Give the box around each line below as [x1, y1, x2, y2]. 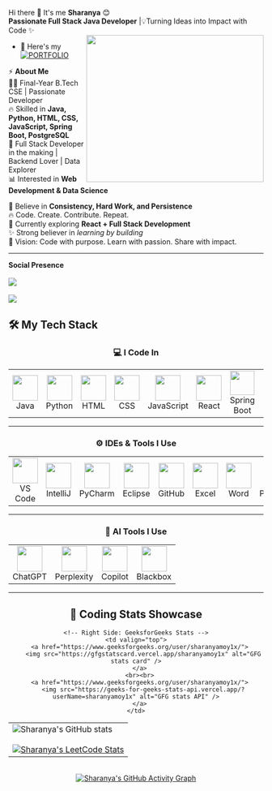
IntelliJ [45, 488, 71, 499]
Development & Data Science [8, 186, 108, 195]
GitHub [157, 488, 185, 499]
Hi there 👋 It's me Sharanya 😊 [8, 8, 111, 17]
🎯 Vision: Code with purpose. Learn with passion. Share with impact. [8, 237, 237, 247]
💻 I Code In [113, 347, 159, 359]
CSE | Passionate [8, 87, 66, 97]
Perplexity [54, 571, 94, 583]
